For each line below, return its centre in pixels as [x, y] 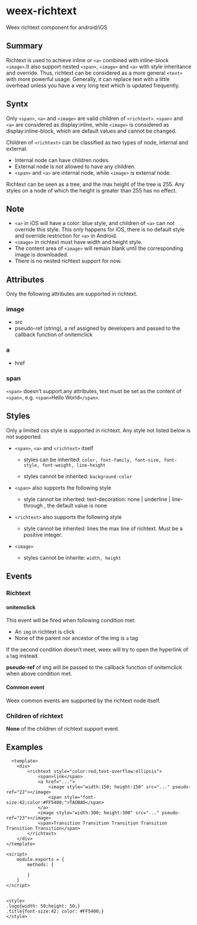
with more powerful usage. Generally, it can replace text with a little [88, 79]
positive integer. [43, 535]
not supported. [24, 436]
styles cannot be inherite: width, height [72, 557]
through [33, 505]
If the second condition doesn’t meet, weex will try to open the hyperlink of [97, 650]
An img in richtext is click [45, 632]
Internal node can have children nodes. [62, 160]
